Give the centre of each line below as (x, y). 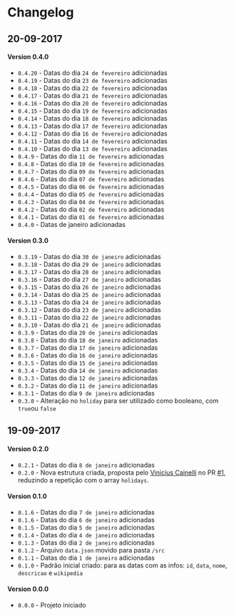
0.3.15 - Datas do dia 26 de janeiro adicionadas (90, 287)
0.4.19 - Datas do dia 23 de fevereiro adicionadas (92, 80)
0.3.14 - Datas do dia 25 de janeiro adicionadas (90, 294)
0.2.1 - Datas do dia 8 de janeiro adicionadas (86, 465)
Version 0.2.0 (28, 449)
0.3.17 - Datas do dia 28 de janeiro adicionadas (90, 271)
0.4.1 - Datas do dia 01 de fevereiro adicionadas (91, 217)
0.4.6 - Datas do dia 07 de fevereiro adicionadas (91, 178)
